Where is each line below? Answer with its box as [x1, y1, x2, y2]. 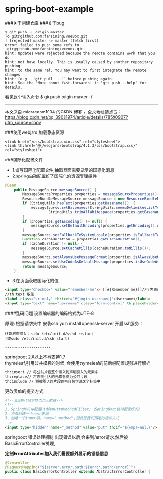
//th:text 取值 [5, 292, 34, 297]
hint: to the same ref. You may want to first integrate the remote [5, 68, 147, 73]
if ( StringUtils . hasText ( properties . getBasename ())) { [22, 201, 136, 206]
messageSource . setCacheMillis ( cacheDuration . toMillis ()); [31, 246, 151, 251]
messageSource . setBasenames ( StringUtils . [31, 205, 116, 210]
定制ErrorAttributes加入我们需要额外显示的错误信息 [5, 450, 108, 456]
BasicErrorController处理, [5, 440, 56, 446]
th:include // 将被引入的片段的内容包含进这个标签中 [5, 379, 101, 383]
